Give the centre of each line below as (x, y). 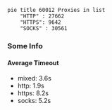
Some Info (25, 46)
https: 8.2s (33, 93)
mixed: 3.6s (34, 78)
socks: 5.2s (34, 101)
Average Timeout (33, 62)
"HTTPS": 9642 (41, 22)
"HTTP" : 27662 (42, 16)
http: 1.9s (31, 86)
